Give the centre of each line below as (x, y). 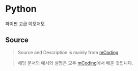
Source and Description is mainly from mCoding (68, 52)
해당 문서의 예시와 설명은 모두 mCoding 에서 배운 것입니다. (75, 63)
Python (21, 9)
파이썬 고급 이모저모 (25, 23)
